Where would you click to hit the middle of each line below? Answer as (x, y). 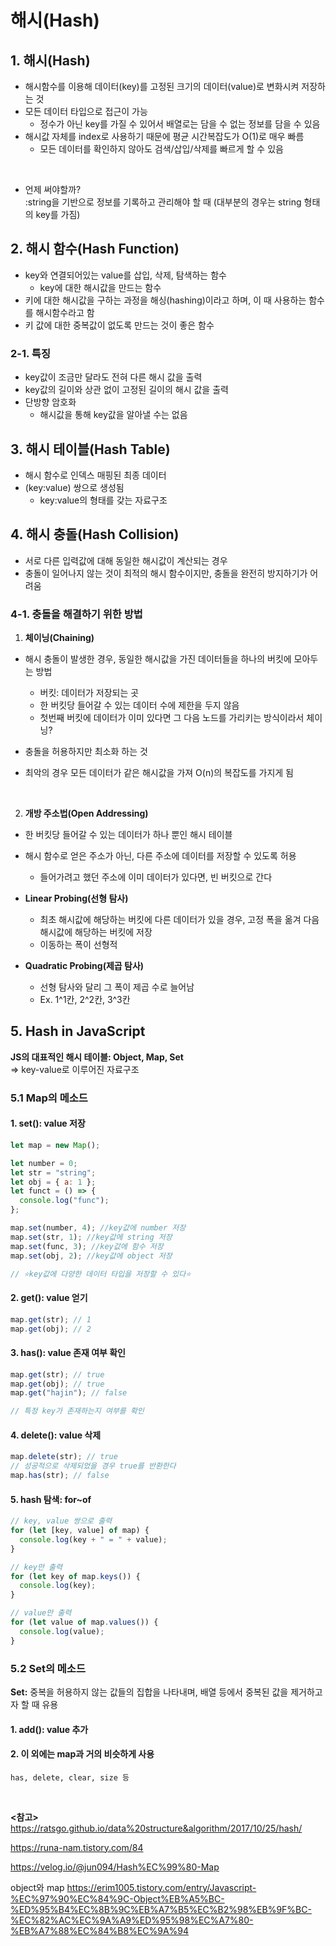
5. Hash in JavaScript (78, 1031)
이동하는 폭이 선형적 (78, 945)
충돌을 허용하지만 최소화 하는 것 (86, 752)
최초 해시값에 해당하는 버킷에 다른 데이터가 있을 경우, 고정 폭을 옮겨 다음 (179, 920)
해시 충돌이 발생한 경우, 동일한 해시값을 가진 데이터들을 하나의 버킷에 (158, 659)
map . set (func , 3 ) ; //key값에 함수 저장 (87, 1246)
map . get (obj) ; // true (57, 1384)
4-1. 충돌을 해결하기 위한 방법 (76, 614)
